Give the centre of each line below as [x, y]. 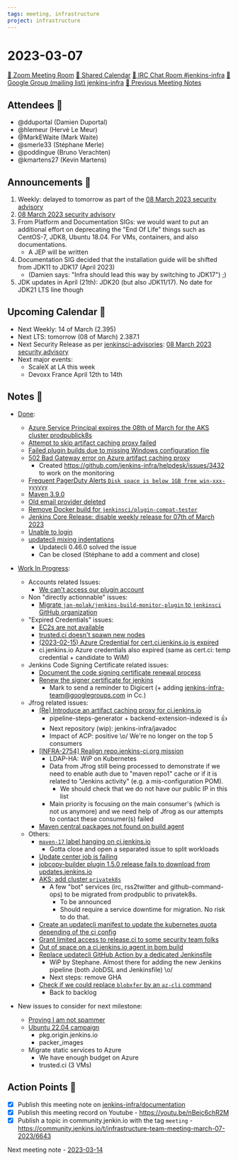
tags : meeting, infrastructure [53, 14]
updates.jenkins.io [66, 871]
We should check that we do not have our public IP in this [144, 788]
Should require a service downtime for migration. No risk [142, 909]
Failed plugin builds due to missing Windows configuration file [119, 450]
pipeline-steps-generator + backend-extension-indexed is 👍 [138, 718]
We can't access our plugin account [91, 589]
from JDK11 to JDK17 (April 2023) [66, 268]
